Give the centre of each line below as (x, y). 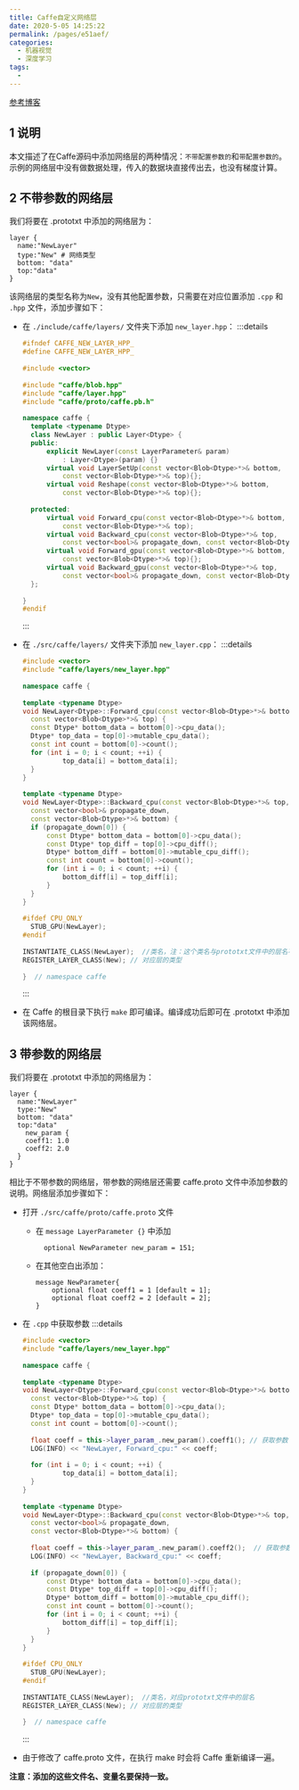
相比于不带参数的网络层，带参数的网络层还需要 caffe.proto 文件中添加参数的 (149, 1182)
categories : (31, 42)
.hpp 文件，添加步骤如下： (57, 308)
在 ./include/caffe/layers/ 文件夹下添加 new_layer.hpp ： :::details (145, 327)
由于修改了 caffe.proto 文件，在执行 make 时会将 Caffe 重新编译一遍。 (151, 1758)
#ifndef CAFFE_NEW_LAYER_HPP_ (78, 344)
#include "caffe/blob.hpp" (72, 385)
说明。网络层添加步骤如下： (60, 1193)
